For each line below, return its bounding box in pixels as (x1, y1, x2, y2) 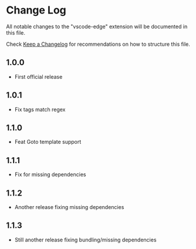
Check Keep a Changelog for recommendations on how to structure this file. (6, 41, 191, 48)
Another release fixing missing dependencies (14, 204, 124, 210)
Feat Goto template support (14, 139, 82, 146)
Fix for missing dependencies (14, 171, 86, 178)
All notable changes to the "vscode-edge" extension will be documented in (6, 23, 188, 30)
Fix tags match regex (14, 106, 66, 113)
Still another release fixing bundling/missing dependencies (14, 236, 157, 243)
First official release (14, 73, 63, 80)
